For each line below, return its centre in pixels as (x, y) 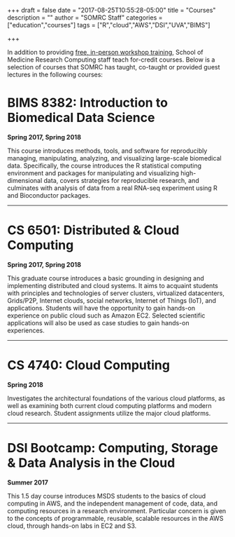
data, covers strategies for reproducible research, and (121, 180)
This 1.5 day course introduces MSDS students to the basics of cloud (107, 496)
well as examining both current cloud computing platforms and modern (109, 405)
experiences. (26, 330)
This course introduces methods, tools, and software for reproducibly (107, 151)
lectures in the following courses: (55, 74)
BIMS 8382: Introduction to (87, 103)
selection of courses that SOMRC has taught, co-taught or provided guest (114, 67)
